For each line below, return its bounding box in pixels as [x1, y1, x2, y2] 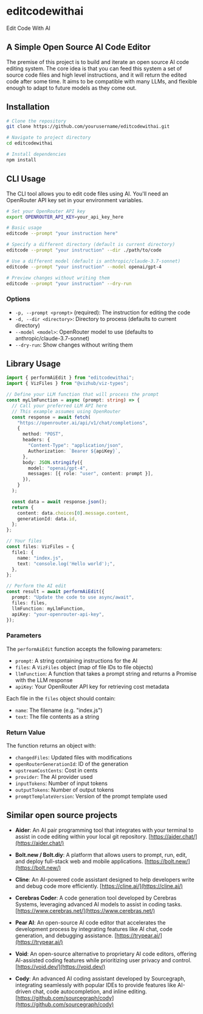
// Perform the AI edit [6, 583, 67, 589]
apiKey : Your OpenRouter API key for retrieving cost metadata [15, 683, 170, 690]
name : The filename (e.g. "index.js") [15, 706, 103, 714]
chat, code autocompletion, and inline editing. [32, 988, 147, 995]
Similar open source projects [6, 810, 117, 820]
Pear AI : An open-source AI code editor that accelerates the [15, 918, 166, 926]
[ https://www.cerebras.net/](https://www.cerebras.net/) [15, 907, 156, 914]
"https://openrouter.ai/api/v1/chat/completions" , [17, 420, 148, 426]
